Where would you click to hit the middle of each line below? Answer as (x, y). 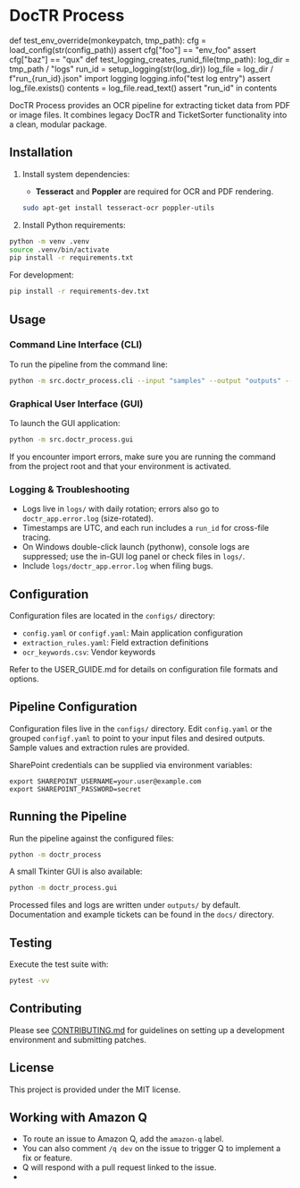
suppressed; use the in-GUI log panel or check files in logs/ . (133, 557)
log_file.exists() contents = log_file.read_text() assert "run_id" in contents (143, 88)
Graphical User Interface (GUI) (76, 404)
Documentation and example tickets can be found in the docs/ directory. (142, 915)
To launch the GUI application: (65, 423)
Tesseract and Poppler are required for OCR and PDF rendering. (154, 191)
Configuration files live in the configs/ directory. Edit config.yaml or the (141, 728)
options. (25, 679)
